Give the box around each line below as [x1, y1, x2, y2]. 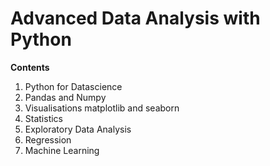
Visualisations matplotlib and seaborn [24, 102, 180, 114]
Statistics [24, 112, 64, 124]
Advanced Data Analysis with [10, 7, 261, 30]
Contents [10, 61, 50, 73]
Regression [24, 133, 72, 146]
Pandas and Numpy [24, 91, 107, 103]
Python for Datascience [24, 80, 123, 92]
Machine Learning [24, 144, 100, 156]
